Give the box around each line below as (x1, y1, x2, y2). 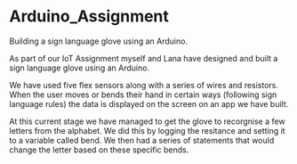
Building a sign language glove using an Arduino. (9, 36, 189, 46)
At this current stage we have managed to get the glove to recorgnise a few (9, 116, 286, 127)
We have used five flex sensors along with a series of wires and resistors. (9, 79, 278, 90)
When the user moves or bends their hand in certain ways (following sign (9, 89, 277, 100)
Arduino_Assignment (9, 6, 169, 27)
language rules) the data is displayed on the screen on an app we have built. (9, 98, 289, 109)
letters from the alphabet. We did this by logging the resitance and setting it (9, 125, 286, 135)
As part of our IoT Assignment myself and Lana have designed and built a (9, 53, 278, 63)
